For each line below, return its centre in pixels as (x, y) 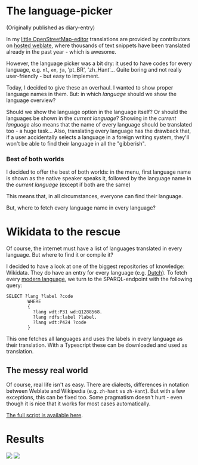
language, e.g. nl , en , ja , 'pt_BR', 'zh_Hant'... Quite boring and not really (94, 69)
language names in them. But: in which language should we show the (92, 94)
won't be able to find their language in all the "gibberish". (76, 143)
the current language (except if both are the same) (69, 185)
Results (25, 439)
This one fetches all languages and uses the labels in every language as (95, 339)
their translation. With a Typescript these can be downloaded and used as (97, 345)
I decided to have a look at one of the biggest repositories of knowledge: (95, 266)
